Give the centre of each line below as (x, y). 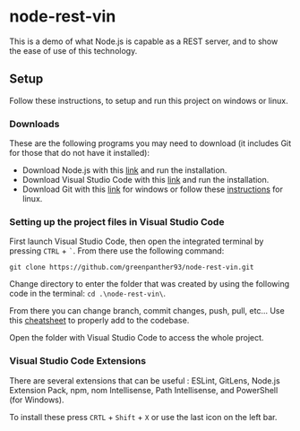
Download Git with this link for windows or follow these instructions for (153, 189)
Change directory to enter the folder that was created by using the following (150, 284)
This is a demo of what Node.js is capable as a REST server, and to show (144, 41)
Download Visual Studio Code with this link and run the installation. (146, 180)
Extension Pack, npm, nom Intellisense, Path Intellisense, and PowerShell (144, 390)
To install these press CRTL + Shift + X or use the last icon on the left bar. (143, 417)
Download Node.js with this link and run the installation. (124, 170)
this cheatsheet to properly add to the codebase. (99, 321)
